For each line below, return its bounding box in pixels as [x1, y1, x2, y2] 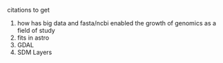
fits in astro [17, 34, 50, 42]
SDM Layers [17, 48, 52, 56]
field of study [17, 27, 55, 34]
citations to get [7, 6, 50, 14]
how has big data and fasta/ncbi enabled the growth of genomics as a [17, 19, 216, 27]
